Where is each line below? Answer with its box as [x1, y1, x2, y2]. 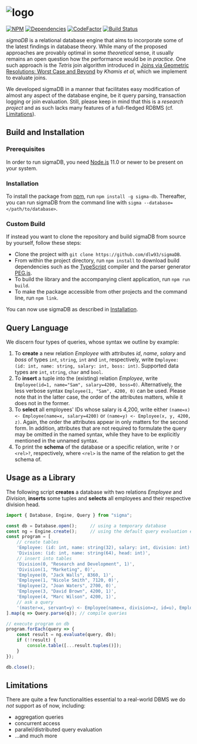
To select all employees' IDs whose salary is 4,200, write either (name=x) [14, 406, 191, 413]
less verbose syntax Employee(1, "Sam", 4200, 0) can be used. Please [14, 388, 186, 395]
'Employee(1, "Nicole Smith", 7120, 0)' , [16, 577, 119, 584]
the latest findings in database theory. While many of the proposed [6, 43, 167, 50]
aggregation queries [14, 713, 64, 721]
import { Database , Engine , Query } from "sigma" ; [6, 512, 133, 518]
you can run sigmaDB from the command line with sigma [6, 198, 142, 206]
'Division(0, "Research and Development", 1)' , [16, 561, 135, 567]
